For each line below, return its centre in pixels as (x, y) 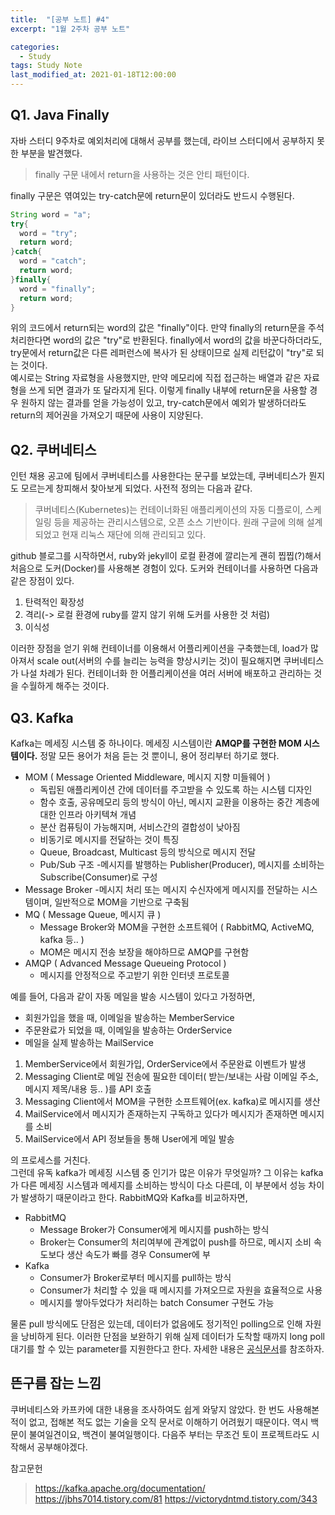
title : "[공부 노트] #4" (60, 19)
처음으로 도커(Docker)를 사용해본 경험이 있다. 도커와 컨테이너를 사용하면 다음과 (164, 568)
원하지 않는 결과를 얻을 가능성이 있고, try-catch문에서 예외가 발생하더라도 (163, 403)
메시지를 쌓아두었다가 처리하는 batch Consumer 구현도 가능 (157, 1303)
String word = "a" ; (51, 214)
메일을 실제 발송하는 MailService (89, 1043)
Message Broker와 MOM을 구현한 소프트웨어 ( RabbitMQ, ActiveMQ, (177, 927)
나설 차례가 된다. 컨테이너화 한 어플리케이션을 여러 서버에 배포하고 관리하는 (166, 673)
